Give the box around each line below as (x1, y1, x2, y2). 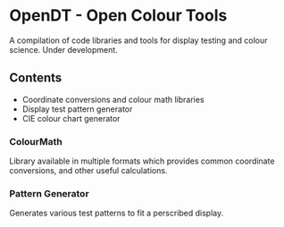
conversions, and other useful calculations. (9, 165, 168, 176)
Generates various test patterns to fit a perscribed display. (9, 207, 224, 219)
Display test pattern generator (21, 104, 133, 114)
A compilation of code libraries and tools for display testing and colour (9, 35, 268, 46)
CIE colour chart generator (21, 113, 121, 123)
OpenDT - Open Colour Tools (9, 5, 228, 26)
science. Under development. (9, 44, 118, 55)
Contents (9, 71, 63, 86)
